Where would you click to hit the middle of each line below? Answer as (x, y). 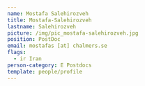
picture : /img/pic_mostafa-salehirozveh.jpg (73, 33)
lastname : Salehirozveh (42, 26)
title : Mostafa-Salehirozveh (49, 20)
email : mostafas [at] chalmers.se (58, 46)
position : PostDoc (34, 40)
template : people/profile (45, 71)
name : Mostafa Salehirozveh (48, 14)
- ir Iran (28, 59)
